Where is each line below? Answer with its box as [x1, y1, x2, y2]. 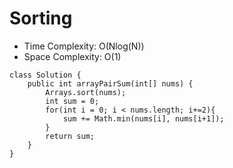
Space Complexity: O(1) [23, 50, 122, 62]
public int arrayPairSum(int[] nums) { [27, 78, 194, 89]
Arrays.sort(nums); [45, 87, 127, 97]
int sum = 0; [45, 96, 100, 106]
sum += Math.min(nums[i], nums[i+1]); [62, 113, 225, 124]
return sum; [45, 131, 96, 141]
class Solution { [9, 70, 82, 80]
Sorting [9, 7, 73, 30]
